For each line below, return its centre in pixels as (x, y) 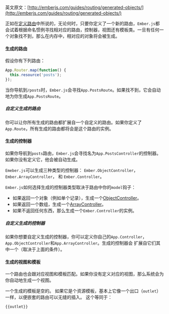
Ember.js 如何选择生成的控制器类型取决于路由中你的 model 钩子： (71, 187)
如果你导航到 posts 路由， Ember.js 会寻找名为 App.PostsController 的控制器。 (83, 153)
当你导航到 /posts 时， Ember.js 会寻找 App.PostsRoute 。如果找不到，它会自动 (83, 90)
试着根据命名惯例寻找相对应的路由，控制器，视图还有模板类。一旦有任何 (84, 30)
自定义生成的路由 (23, 109)
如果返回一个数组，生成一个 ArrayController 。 (59, 204)
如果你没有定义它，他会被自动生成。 (43, 160)
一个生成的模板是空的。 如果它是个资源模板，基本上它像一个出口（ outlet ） (83, 291)
